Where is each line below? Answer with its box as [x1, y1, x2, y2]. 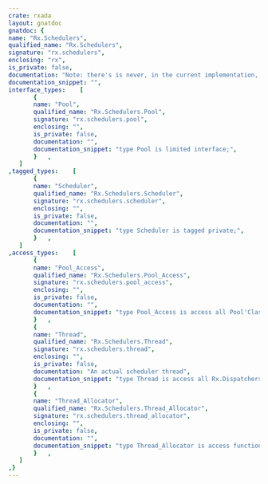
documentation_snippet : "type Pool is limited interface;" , [33, 145, 238, 153]
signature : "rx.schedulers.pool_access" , [33, 278, 173, 287]
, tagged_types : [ [8, 167, 77, 175]
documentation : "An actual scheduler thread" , [33, 368, 191, 376]
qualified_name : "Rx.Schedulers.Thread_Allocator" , [33, 404, 209, 413]
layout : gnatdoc [8, 19, 62, 27]
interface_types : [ [8, 85, 84, 94]
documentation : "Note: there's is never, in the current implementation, [8, 71, 259, 79]
